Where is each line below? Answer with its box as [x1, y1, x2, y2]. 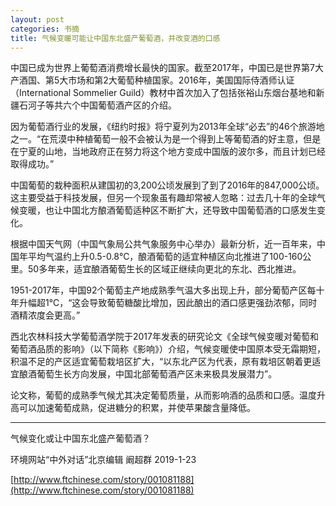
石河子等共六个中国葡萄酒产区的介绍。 [18, 99, 177, 111]
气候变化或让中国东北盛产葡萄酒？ [10, 432, 151, 445]
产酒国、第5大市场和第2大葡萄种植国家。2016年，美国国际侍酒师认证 [10, 74, 295, 86]
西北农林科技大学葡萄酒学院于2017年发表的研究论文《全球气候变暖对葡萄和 [10, 331, 319, 343]
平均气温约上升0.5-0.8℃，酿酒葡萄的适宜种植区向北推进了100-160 [27, 251, 303, 263]
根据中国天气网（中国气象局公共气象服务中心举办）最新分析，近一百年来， [10, 238, 317, 250]
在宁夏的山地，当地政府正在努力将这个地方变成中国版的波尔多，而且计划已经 [10, 146, 326, 158]
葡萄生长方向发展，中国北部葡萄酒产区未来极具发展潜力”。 [36, 368, 278, 380]
